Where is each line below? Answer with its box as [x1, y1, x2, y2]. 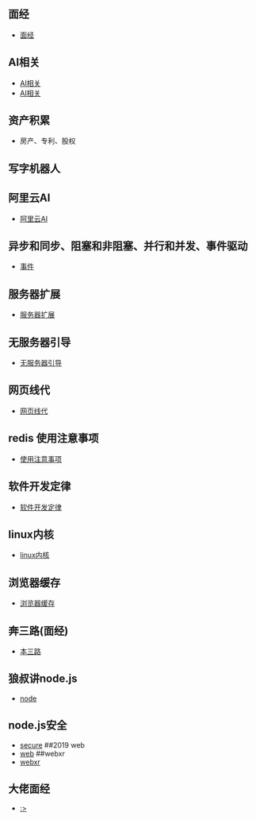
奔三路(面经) [8, 624, 69, 637]
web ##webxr [19, 748, 65, 758]
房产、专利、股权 [19, 136, 76, 145]
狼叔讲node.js [8, 672, 78, 686]
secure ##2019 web [19, 740, 86, 749]
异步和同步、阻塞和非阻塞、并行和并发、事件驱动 [8, 239, 248, 253]
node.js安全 [8, 718, 67, 733]
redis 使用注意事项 [8, 431, 99, 445]
